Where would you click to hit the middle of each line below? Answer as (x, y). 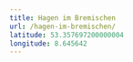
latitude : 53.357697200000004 (67, 35)
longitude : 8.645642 (49, 43)
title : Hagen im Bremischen (63, 18)
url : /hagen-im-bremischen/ (63, 26)
